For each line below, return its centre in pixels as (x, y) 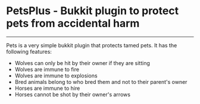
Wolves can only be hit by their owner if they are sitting (82, 63)
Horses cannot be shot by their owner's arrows (73, 94)
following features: (29, 51)
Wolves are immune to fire (47, 69)
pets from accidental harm (73, 23)
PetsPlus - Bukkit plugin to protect (93, 11)
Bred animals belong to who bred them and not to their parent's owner (101, 82)
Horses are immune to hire (47, 88)
